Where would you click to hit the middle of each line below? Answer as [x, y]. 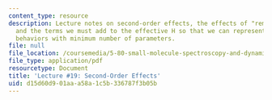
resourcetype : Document [49, 69]
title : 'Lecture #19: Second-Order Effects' [85, 76]
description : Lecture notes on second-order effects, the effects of [128, 23]
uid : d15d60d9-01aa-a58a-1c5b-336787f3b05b [83, 83]
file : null [27, 46]
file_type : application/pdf [56, 61]
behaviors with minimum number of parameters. [96, 38]
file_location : [34, 53]
